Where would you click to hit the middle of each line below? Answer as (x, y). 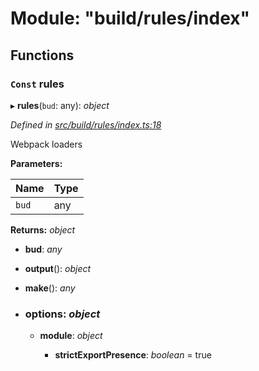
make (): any (50, 288)
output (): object (58, 268)
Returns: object (43, 229)
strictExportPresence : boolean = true (133, 355)
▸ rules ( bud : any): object (60, 105)
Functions (42, 55)
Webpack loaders (46, 144)
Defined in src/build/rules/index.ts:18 (86, 124)
